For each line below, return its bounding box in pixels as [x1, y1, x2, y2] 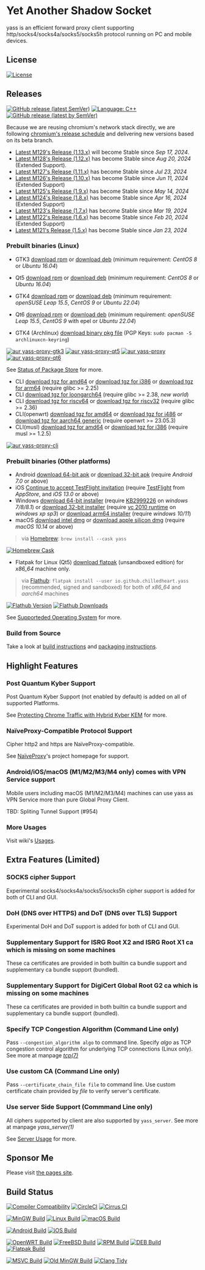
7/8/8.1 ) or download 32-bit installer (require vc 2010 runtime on [15, 504, 176, 511]
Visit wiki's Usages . [6, 837, 56, 844]
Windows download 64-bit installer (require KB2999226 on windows [15, 497, 188, 504]
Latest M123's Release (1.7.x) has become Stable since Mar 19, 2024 [15, 206, 187, 214]
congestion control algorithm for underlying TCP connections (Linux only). [6, 1045, 193, 1053]
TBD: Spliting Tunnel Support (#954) [6, 807, 98, 815]
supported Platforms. [6, 700, 60, 707]
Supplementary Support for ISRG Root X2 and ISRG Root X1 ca [6, 938, 193, 947]
